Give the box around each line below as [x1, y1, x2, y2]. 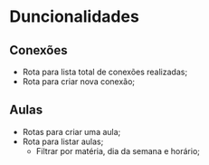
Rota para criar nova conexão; [22, 76, 136, 87]
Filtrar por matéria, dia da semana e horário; [35, 145, 201, 156]
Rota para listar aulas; [22, 136, 104, 147]
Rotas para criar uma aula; [22, 126, 121, 137]
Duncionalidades [9, 6, 140, 27]
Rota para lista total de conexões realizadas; [22, 66, 188, 77]
